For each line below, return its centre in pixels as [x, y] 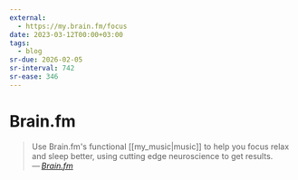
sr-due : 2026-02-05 [46, 60]
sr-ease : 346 [34, 77]
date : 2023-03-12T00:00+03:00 [67, 34]
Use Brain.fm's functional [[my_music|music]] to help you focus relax [160, 147]
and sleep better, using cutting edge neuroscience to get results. [152, 156]
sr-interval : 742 [42, 69]
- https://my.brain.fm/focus [72, 26]
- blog [30, 52]
